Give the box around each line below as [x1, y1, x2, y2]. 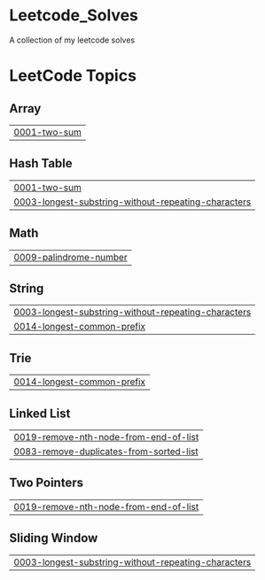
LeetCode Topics [9, 66, 137, 86]
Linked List [9, 406, 71, 421]
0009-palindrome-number [13, 251, 128, 263]
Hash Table [9, 156, 73, 171]
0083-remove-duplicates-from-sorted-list [13, 445, 199, 457]
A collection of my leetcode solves [9, 35, 136, 45]
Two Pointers [9, 476, 84, 491]
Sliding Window [9, 530, 98, 545]
